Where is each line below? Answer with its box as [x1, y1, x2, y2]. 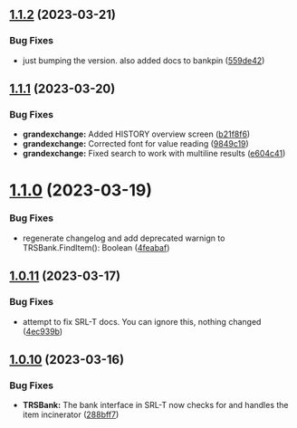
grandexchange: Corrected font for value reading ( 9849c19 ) [22, 138, 249, 149]
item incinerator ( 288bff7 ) [22, 409, 120, 420]
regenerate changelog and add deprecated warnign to [22, 233, 225, 243]
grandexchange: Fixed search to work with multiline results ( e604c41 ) [22, 148, 286, 159]
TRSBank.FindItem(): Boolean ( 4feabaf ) [22, 242, 170, 252]
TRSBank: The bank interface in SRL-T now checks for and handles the [22, 400, 289, 411]
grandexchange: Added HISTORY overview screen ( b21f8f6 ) [22, 128, 251, 139]
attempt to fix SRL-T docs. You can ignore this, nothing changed [22, 316, 262, 327]
